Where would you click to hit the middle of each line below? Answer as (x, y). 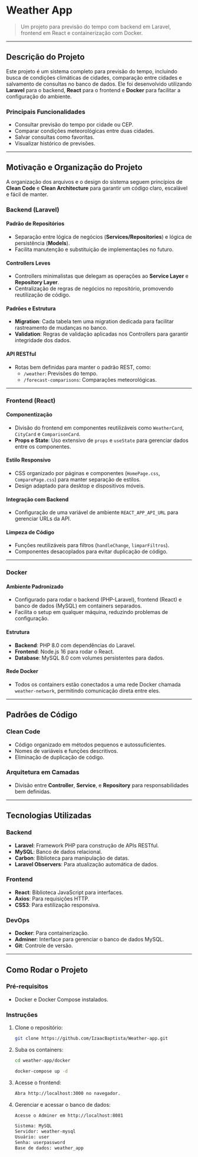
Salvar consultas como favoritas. (55, 137)
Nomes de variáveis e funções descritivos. (66, 750)
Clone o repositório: (39, 1028)
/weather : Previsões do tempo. (61, 373)
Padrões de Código (42, 715)
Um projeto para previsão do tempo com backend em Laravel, (96, 27)
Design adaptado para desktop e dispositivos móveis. (80, 486)
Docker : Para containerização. (52, 933)
